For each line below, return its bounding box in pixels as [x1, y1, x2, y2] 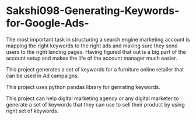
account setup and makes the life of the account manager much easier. [6, 54, 177, 61]
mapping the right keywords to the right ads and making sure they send [6, 42, 178, 49]
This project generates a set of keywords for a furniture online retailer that [6, 66, 184, 73]
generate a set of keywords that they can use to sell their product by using [6, 101, 185, 108]
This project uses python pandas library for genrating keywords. [6, 83, 160, 90]
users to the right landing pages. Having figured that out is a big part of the [6, 48, 187, 55]
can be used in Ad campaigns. [6, 72, 79, 79]
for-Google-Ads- [6, 16, 89, 30]
